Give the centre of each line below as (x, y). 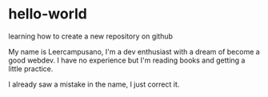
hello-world (48, 14)
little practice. (31, 68)
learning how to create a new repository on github (91, 36)
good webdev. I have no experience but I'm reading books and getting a (127, 60)
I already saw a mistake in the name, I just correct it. (94, 84)
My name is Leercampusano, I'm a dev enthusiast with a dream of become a (134, 51)
